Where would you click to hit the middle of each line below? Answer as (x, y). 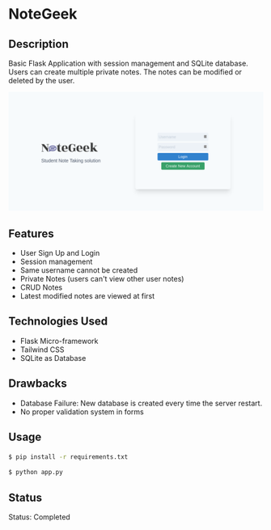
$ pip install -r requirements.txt (68, 457)
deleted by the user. (42, 81)
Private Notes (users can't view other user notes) (102, 279)
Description (38, 44)
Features (31, 233)
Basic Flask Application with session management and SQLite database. (128, 63)
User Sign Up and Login (60, 253)
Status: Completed (39, 517)
